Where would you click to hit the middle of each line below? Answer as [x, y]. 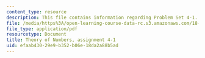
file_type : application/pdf [42, 29]
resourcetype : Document [37, 34]
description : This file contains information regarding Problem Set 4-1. [102, 18]
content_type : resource [37, 12]
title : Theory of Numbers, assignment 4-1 [61, 40]
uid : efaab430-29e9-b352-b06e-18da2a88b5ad [63, 46]
